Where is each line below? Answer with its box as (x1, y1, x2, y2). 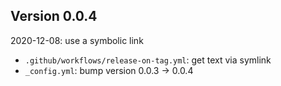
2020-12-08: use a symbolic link (10, 34, 144, 46)
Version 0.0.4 (10, 8, 98, 25)
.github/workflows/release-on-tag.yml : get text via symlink (24, 54, 272, 66)
